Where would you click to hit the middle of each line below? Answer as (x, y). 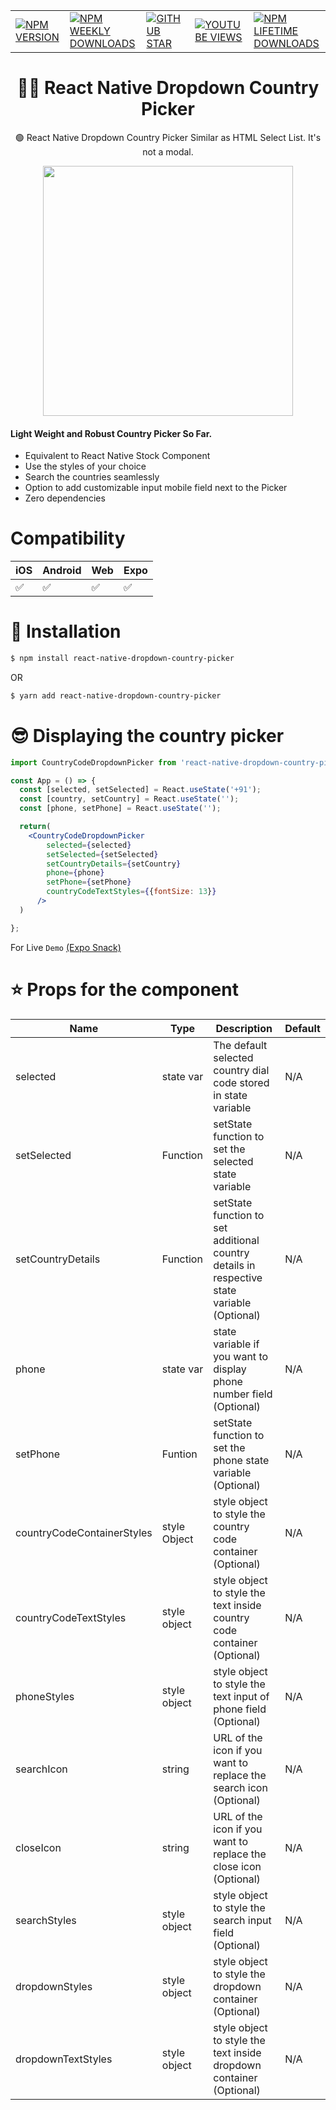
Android (62, 571)
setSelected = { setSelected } (102, 854)
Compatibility (68, 538)
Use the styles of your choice (85, 466)
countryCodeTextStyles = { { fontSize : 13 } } (131, 892)
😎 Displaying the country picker (147, 735)
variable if (236, 1344)
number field (243, 1394)
